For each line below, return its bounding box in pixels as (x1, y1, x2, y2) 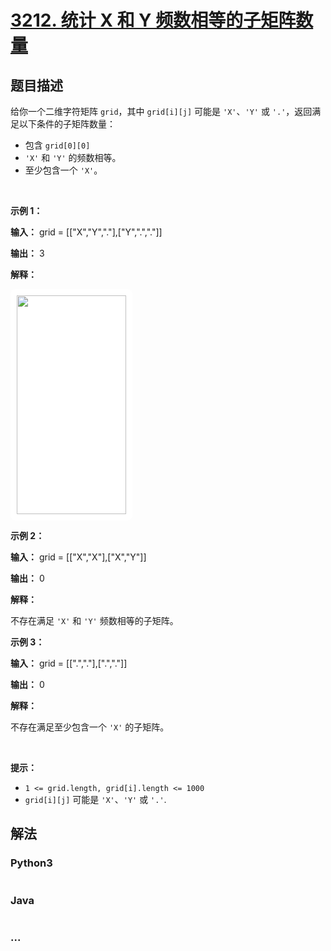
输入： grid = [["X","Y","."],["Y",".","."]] (10, 226, 163, 238)
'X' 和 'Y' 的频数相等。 (24, 152, 122, 163)
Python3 (10, 856, 53, 870)
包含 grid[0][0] (24, 139, 91, 151)
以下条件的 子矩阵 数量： (18, 118, 116, 130)
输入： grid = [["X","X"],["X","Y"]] (10, 551, 147, 563)
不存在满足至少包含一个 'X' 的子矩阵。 (10, 721, 170, 733)
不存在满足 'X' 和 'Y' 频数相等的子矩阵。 (10, 615, 179, 626)
